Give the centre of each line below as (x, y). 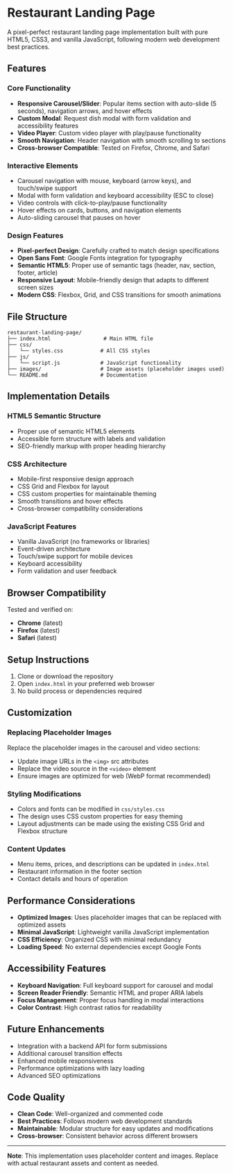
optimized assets (42, 925)
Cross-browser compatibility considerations (80, 508)
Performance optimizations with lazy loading (81, 1068)
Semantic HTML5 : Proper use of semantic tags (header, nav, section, (116, 266)
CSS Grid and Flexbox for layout (63, 486)
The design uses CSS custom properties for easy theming (100, 816)
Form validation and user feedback (67, 571)
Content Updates (36, 849)
